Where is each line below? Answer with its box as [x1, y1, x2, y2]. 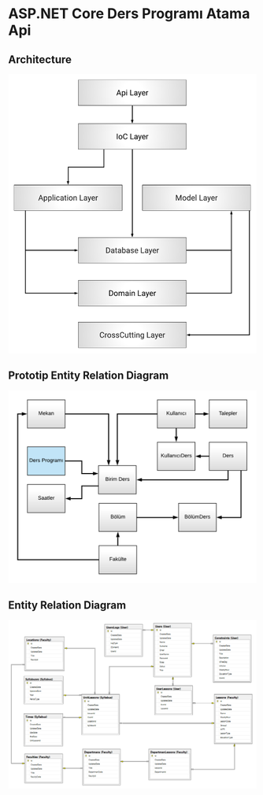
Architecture [8, 53, 72, 66]
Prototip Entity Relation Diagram [8, 369, 169, 383]
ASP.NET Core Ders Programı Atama [8, 5, 250, 23]
